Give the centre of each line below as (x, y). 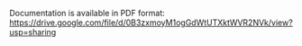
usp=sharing (33, 32)
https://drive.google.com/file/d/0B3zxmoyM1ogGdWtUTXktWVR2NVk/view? (151, 23)
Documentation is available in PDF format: (87, 13)
